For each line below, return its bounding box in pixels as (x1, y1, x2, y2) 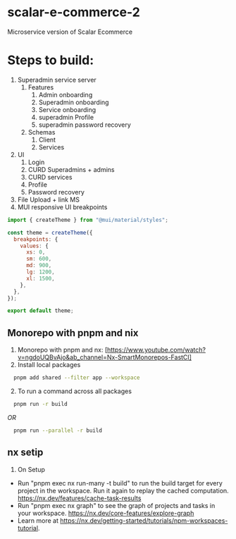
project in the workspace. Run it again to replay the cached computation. (17, 486, 229, 495)
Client (38, 135, 56, 144)
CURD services (27, 173, 73, 181)
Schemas (27, 128, 56, 136)
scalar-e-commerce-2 (7, 4, 141, 20)
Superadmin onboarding (38, 98, 109, 106)
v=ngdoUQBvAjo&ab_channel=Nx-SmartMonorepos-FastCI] (17, 353, 192, 361)
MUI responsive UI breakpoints (17, 202, 108, 211)
